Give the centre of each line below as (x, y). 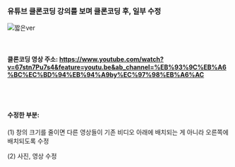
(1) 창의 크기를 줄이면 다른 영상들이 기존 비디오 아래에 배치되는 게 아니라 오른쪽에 (118, 132)
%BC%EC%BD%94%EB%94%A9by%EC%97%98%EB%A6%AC (106, 74)
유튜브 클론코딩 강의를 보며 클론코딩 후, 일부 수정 (84, 11)
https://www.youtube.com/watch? (112, 59)
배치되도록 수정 (28, 141)
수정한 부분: (24, 115)
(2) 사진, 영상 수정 (32, 156)
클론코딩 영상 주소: (33, 59)
